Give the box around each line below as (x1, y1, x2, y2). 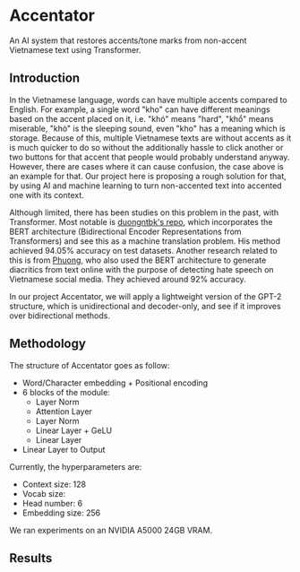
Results (9, 550, 53, 566)
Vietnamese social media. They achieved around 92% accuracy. (9, 273, 246, 284)
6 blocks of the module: (21, 386, 110, 397)
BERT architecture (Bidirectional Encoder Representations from (9, 226, 242, 237)
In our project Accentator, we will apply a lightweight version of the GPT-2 (9, 290, 282, 301)
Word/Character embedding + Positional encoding (21, 377, 209, 388)
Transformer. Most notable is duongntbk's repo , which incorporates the (9, 216, 273, 227)
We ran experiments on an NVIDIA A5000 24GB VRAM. (9, 524, 213, 535)
